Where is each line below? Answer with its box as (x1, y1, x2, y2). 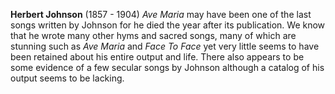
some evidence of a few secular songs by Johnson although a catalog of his (10, 62, 325, 73)
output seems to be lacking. (10, 72, 125, 84)
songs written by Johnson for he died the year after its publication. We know (10, 19, 326, 31)
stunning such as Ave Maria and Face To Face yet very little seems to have (10, 40, 320, 52)
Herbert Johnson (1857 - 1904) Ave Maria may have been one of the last (10, 9, 312, 20)
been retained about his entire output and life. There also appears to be (10, 51, 305, 63)
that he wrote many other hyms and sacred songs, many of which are (10, 30, 297, 41)
